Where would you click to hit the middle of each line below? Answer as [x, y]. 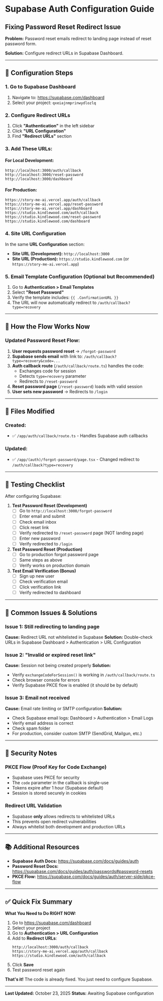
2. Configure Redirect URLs [38, 115]
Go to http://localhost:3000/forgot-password [66, 511]
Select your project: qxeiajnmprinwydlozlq [54, 103]
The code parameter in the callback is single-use [60, 783]
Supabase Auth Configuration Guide [80, 9]
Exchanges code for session [48, 371]
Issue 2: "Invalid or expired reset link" [50, 655]
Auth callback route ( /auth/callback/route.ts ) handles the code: [78, 366]
